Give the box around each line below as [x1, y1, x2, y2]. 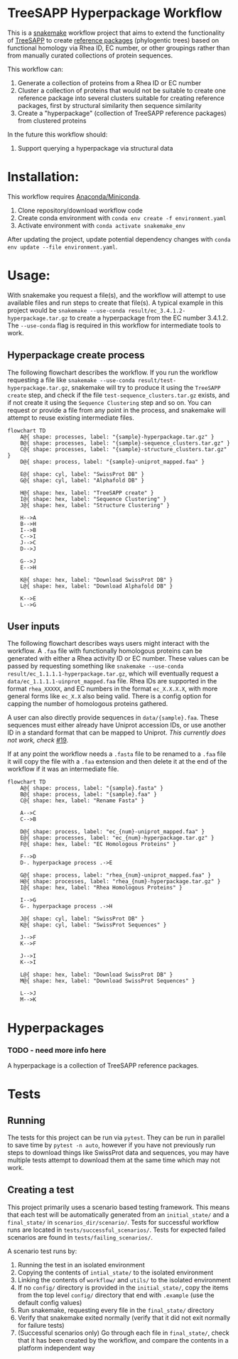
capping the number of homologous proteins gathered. [7, 700, 168, 708]
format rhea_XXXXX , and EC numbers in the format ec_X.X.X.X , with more [7, 684, 218, 693]
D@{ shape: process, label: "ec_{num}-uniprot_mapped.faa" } [20, 828, 205, 835]
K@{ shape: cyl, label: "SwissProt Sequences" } [20, 921, 167, 928]
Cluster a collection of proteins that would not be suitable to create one [17, 86, 226, 94]
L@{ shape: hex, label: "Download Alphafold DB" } [20, 583, 173, 590]
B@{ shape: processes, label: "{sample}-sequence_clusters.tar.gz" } [20, 439, 231, 447]
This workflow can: [7, 65, 64, 73]
